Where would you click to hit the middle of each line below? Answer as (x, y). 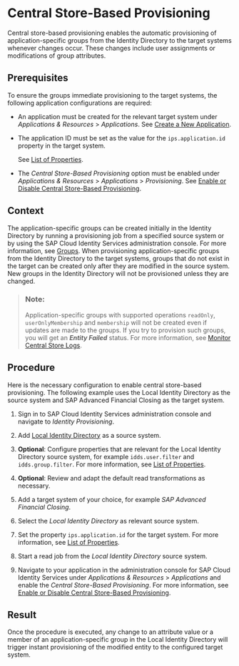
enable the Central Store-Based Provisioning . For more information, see (123, 585)
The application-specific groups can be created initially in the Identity (110, 228)
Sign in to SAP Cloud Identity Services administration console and (115, 414)
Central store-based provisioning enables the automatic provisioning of (112, 33)
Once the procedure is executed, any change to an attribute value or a (111, 632)
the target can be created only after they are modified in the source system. (118, 266)
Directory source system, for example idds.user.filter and (106, 456)
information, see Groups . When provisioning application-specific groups (113, 250)
